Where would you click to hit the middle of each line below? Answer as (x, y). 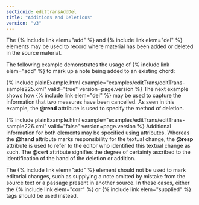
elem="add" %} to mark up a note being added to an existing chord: (91, 71)
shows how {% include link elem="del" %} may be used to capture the (94, 96)
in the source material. (34, 53)
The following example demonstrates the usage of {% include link (88, 65)
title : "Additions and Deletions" (50, 17)
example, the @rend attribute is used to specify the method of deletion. (95, 109)
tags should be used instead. (42, 196)
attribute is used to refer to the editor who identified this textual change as (99, 146)
